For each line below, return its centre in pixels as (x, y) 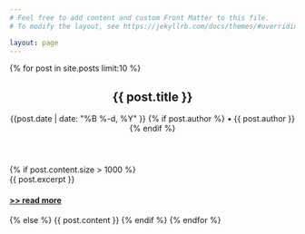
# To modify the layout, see (64, 26)
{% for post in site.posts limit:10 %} (75, 68)
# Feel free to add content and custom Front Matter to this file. (140, 18)
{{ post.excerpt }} (42, 180)
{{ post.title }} (152, 97)
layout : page (34, 43)
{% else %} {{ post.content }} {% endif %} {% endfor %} (115, 220)
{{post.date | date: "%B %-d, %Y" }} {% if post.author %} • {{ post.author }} (152, 119)
